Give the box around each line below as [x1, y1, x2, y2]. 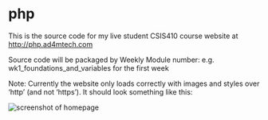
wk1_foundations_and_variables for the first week [8, 63, 169, 72]
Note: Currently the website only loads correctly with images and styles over [8, 79, 260, 88]
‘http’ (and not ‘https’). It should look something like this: [8, 87, 193, 96]
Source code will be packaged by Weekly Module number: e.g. [8, 55, 215, 64]
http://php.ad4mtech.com [8, 39, 93, 48]
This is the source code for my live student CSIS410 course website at [8, 31, 238, 41]
